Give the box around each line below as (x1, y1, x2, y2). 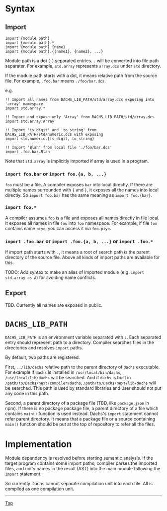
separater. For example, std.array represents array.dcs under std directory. (5, 63, 162, 69)
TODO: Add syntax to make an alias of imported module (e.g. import (5, 269, 145, 275)
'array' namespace (5, 101, 43, 106)
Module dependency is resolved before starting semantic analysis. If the (5, 455, 153, 461)
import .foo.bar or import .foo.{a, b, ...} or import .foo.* (5, 238, 153, 245)
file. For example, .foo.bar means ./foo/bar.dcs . (5, 78, 106, 84)
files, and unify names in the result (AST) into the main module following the (5, 465, 161, 471)
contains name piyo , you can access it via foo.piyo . (5, 225, 111, 231)
